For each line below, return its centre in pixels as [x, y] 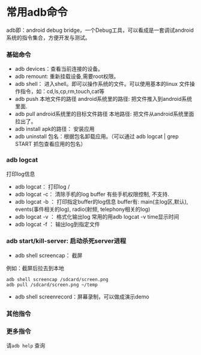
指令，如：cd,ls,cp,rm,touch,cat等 [62, 91]
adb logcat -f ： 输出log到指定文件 [57, 224]
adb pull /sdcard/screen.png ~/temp [52, 285]
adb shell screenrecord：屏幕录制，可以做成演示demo [82, 296]
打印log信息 [21, 174]
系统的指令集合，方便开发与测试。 [48, 37]
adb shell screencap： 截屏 [49, 255]
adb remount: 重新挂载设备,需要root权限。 [67, 76]
